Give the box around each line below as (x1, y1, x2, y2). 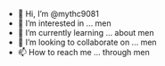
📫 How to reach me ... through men (17, 47, 150, 57)
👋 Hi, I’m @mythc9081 (17, 9, 100, 19)
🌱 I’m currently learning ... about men (17, 28, 154, 37)
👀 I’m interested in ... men (17, 18, 111, 29)
